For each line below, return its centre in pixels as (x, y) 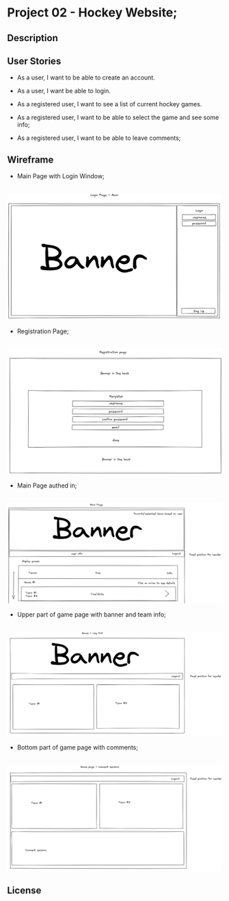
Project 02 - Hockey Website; (92, 13)
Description (32, 38)
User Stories (34, 61)
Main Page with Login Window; (60, 176)
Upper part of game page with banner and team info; (91, 614)
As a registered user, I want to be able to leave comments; (99, 138)
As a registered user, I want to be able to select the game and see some (118, 117)
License (24, 890)
